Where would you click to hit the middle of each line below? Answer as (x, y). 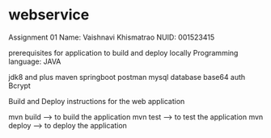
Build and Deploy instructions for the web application (97, 101)
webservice (49, 15)
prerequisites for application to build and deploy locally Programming (123, 52)
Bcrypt (19, 86)
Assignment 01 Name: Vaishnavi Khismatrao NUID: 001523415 (112, 37)
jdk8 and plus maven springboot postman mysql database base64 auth (127, 77)
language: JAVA (35, 61)
